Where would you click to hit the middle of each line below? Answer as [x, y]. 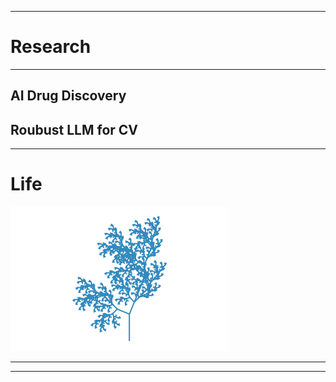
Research [51, 47]
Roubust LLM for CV [74, 129]
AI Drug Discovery [68, 96]
